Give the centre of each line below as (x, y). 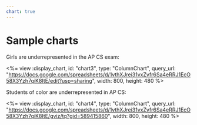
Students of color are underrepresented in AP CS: (66, 92)
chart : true (21, 11)
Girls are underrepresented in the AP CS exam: (63, 57)
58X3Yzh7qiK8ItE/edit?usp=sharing (49, 80)
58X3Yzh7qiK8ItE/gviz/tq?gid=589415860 (57, 116)
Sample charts (42, 40)
